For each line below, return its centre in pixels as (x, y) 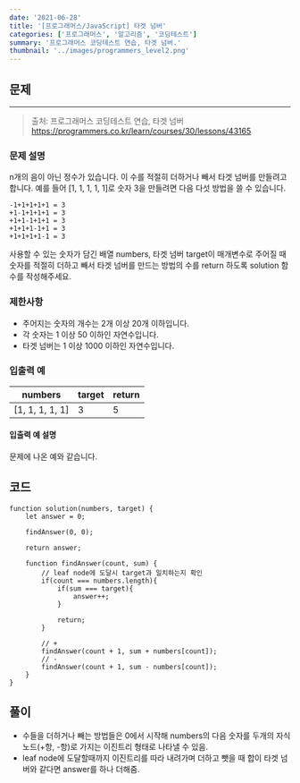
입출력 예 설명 (33, 435)
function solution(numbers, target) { (81, 508)
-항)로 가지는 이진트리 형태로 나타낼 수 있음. (132, 746)
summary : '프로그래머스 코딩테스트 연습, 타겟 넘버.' (95, 43)
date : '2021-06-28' (46, 17)
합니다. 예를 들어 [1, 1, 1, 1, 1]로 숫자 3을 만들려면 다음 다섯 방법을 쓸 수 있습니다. (148, 188)
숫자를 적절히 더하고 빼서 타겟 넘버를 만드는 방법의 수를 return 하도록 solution (144, 266)
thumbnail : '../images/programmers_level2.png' (100, 51)
